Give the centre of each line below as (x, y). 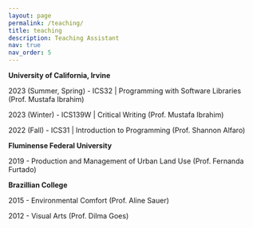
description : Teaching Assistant (64, 38)
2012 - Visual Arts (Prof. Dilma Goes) (69, 216)
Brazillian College (38, 185)
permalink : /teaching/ (46, 23)
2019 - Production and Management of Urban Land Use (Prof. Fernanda (126, 161)
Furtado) (22, 169)
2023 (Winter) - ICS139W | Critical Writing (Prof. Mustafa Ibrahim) (116, 115)
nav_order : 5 (30, 53)
